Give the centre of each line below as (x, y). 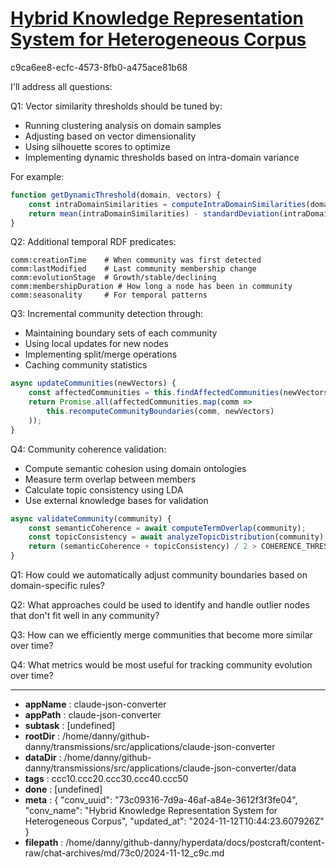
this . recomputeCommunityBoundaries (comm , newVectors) (160, 412)
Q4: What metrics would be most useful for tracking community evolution (161, 665)
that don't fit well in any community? (85, 616)
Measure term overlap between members (110, 479)
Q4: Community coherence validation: (88, 449)
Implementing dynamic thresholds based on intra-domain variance (162, 157)
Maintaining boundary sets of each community (121, 333)
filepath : (44, 843)
